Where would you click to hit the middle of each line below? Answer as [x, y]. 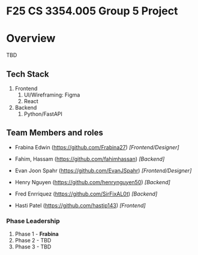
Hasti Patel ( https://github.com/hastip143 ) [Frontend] [80, 205]
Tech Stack [28, 74]
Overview [31, 39]
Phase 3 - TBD [33, 247]
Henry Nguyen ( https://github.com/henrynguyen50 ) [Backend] [93, 182]
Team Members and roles [55, 133]
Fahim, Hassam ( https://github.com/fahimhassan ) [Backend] [90, 159]
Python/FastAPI [43, 114]
